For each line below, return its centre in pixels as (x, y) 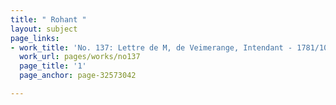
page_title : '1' (53, 66)
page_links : (35, 38)
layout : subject (44, 29)
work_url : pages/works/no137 (80, 57)
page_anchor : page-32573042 (78, 76)
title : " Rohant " (48, 19)
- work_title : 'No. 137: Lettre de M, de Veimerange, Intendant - (151, 47)
